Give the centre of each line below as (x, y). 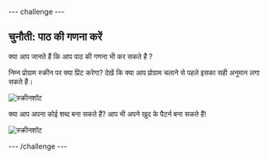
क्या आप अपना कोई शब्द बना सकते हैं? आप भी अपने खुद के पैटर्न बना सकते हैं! (107, 114)
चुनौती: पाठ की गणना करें (55, 37)
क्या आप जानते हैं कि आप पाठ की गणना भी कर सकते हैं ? (81, 56)
